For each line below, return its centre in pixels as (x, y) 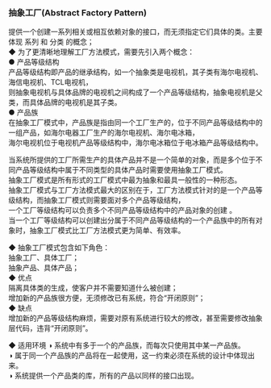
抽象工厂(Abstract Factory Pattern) (78, 12)
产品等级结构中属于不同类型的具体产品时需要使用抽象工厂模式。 (121, 170)
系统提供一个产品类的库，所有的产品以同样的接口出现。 (107, 376)
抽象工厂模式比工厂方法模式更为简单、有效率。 (107, 231)
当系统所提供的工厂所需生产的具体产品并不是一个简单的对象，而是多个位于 (132, 160)
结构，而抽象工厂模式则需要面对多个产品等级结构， (100, 200)
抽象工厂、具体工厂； (44, 258)
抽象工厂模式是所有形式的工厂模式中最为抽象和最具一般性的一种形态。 (125, 180)
